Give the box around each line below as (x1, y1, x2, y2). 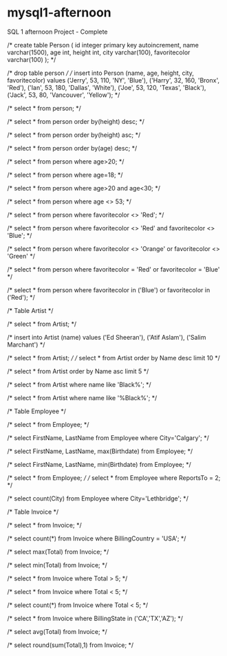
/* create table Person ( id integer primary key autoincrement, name (7, 41, 199, 49)
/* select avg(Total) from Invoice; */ (7, 627, 108, 635)
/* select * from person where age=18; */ (7, 171, 123, 179)
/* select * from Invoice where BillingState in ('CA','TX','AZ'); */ (7, 614, 184, 622)
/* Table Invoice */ (7, 507, 59, 516)
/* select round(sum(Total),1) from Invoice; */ (7, 641, 134, 649)
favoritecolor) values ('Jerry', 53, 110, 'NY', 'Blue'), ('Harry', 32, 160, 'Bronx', (7, 76, 220, 84)
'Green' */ (7, 252, 36, 260)
